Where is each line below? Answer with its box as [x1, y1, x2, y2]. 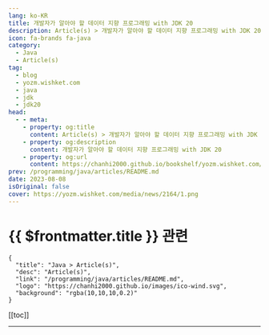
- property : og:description [22, 138, 116, 146]
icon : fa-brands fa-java [8, 34, 91, 42]
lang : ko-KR [8, 11, 48, 20]
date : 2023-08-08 [8, 175, 66, 184]
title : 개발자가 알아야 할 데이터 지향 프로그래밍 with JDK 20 [8, 19, 194, 27]
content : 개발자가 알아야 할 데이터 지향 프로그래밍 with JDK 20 [29, 146, 223, 154]
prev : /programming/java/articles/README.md [8, 168, 159, 176]
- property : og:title [22, 123, 94, 131]
